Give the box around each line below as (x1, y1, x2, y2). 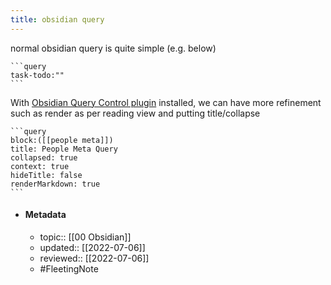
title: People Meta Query (10, 144, 118, 154)
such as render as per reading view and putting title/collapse (10, 107, 261, 119)
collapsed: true (10, 152, 78, 163)
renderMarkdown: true (10, 179, 101, 189)
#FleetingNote (39, 262, 99, 275)
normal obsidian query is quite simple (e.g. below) (10, 42, 217, 54)
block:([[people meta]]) (10, 135, 114, 145)
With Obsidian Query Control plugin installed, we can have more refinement (10, 96, 322, 108)
